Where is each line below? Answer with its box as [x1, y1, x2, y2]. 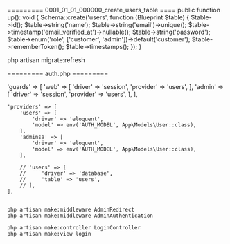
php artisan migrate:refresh [7, 56, 85, 64]
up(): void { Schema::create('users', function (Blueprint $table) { [7, 13, 190, 21]
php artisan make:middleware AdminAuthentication [7, 212, 154, 219]
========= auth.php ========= [7, 69, 109, 77]
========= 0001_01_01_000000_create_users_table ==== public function [7, 6, 220, 14]
